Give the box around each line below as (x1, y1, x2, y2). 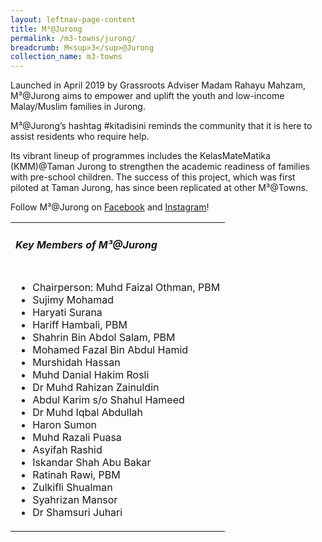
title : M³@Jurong (10, 24, 83, 34)
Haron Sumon (32, 418, 97, 432)
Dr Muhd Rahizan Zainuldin (32, 381, 160, 395)
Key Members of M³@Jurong (15, 237, 158, 251)
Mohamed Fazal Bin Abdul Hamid (32, 343, 189, 357)
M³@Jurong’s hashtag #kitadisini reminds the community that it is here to (10, 120, 313, 132)
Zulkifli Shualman (32, 481, 113, 495)
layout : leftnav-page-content (10, 14, 137, 25)
